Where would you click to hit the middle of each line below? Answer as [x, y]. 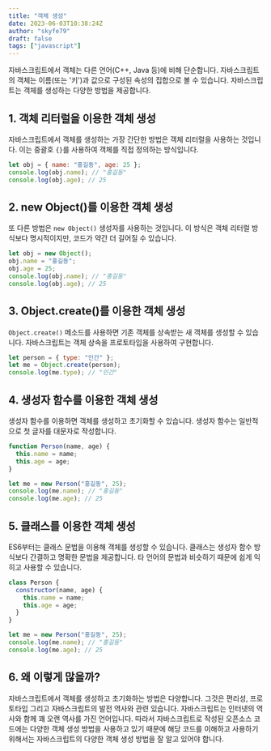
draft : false [30, 38]
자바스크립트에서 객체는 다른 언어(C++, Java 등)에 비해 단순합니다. [114, 70]
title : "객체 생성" [38, 16]
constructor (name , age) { [59, 590]
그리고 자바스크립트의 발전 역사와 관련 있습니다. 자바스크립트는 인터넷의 [142, 708]
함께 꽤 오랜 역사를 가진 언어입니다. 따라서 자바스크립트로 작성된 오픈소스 [138, 719]
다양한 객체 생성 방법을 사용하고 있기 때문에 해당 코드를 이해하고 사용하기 [144, 728]
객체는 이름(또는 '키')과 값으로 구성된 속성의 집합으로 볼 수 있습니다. [123, 80]
